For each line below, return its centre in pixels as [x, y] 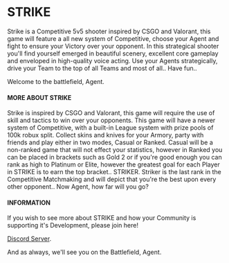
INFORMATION [29, 203]
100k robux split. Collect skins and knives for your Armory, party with [106, 135]
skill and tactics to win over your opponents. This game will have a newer [111, 120]
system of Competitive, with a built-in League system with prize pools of [110, 128]
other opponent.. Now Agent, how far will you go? [78, 187]
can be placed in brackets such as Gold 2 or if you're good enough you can [115, 158]
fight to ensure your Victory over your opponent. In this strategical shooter [113, 46]
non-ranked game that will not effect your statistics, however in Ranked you [115, 150]
